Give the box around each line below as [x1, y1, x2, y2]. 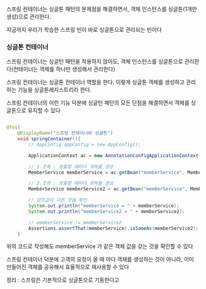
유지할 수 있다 [27, 107, 61, 114]
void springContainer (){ [17, 136, 81, 142]
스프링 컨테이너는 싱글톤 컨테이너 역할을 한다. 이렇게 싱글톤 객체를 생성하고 [6, 78, 185, 86]
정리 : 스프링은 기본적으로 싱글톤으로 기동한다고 [6, 276, 120, 283]
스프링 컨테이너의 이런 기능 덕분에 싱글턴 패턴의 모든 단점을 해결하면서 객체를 [6, 99, 190, 107]
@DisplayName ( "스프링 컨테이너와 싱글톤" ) [17, 130, 113, 137]
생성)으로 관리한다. [6, 13, 51, 20]
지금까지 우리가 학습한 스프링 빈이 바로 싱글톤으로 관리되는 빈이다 [6, 26, 162, 33]
